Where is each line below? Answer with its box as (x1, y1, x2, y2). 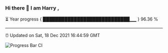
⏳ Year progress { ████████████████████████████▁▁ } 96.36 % (5, 16, 158, 22)
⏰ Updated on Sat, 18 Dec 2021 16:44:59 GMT (5, 32, 100, 38)
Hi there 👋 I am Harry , (5, 4, 59, 11)
